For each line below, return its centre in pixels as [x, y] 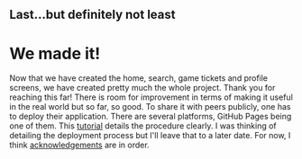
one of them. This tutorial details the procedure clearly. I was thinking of [143, 126]
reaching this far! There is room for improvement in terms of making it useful [151, 97]
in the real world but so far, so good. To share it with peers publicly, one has [150, 107]
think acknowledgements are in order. [80, 145]
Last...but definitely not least [92, 15]
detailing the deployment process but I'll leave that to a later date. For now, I [150, 136]
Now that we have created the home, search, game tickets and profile [139, 78]
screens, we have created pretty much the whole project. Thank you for [142, 88]
